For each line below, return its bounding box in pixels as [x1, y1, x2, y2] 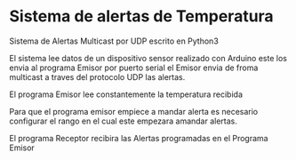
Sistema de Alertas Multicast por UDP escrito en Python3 [9, 36, 220, 46]
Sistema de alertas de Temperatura [9, 6, 274, 27]
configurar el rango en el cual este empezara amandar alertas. [9, 116, 238, 126]
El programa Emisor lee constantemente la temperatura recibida [9, 89, 243, 100]
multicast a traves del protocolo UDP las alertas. [9, 71, 186, 82]
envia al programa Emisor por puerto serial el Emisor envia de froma [9, 62, 259, 73]
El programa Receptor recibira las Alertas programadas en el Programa [9, 132, 268, 143]
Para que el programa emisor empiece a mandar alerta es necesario [9, 106, 259, 116]
